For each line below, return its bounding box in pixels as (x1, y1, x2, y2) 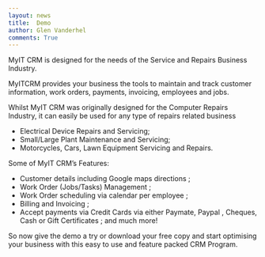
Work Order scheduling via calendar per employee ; (19, 191, 188, 200)
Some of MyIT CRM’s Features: (8, 159, 109, 168)
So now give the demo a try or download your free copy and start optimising (8, 231, 257, 241)
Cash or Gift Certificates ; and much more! (19, 216, 158, 225)
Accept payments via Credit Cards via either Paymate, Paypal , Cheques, (19, 207, 257, 217)
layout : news (8, 11, 51, 20)
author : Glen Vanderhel (8, 26, 87, 34)
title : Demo (8, 19, 51, 27)
